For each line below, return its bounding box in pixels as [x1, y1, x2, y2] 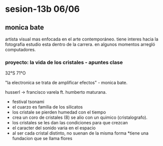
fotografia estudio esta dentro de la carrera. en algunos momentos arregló [5, 41, 156, 47]
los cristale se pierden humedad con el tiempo [12, 109, 107, 115]
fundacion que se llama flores [12, 136, 73, 142]
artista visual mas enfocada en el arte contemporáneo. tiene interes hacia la [5, 36, 159, 42]
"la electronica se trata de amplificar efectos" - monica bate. [5, 80, 128, 86]
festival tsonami [12, 99, 45, 105]
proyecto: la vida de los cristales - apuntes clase [5, 59, 123, 66]
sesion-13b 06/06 [5, 3, 80, 15]
